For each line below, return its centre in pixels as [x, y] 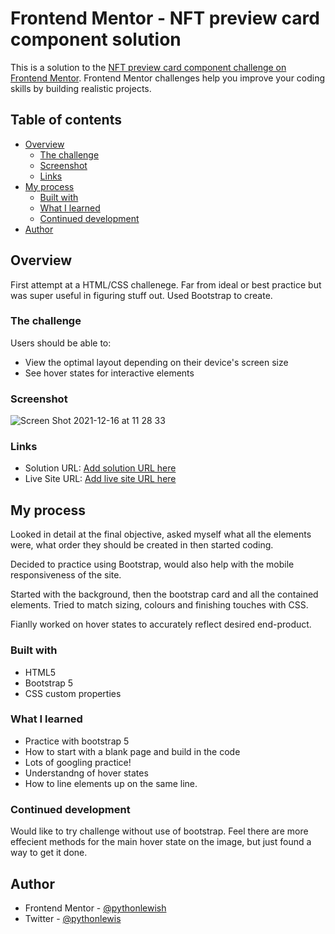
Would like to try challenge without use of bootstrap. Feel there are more [159, 831]
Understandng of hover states [86, 773]
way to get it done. [49, 853]
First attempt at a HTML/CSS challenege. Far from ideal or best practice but [166, 284]
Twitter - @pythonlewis [73, 918]
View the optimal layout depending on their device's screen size [156, 362]
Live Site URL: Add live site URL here [100, 479]
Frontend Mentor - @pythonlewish [95, 908]
